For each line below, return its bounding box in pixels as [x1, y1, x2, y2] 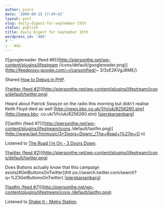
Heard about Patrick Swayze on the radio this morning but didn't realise [5, 100, 149, 106]
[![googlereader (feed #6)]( [5, 57, 60, 62]
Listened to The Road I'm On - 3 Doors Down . [5, 140, 97, 146]
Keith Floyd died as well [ [5, 106, 56, 112]
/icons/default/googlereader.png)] [59, 62, 128, 68]
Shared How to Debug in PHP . [5, 76, 65, 82]
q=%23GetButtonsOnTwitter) [5, 174, 64, 180]
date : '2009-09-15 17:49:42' [5, 12, 64, 17]
